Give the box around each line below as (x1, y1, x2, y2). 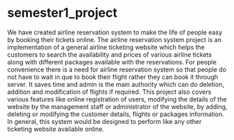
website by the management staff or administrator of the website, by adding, (7, 102, 228, 111)
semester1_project (7, 5, 117, 21)
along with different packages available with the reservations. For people (7, 57, 217, 66)
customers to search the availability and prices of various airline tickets (7, 50, 212, 59)
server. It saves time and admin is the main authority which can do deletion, (7, 80, 225, 88)
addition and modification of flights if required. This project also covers (7, 87, 212, 96)
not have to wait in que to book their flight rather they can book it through (7, 72, 219, 81)
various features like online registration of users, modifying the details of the (7, 94, 227, 103)
